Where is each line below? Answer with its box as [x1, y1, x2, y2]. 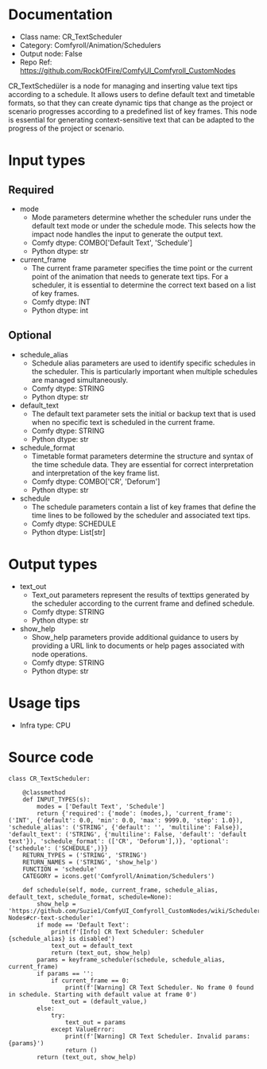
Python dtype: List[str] [31, 527, 106, 536]
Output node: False [19, 49, 83, 58]
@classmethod [22, 788, 66, 797]
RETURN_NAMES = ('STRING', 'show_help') [22, 858, 158, 866]
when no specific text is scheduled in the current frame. [31, 417, 215, 427]
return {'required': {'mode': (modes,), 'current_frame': [37, 810, 233, 817]
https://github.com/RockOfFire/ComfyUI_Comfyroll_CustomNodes [19, 65, 236, 75]
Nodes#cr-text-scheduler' [8, 914, 94, 922]
